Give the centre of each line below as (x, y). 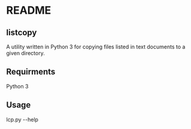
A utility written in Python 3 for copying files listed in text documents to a (96, 47)
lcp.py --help (22, 119)
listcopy (22, 33)
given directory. (25, 53)
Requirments (31, 72)
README (29, 10)
